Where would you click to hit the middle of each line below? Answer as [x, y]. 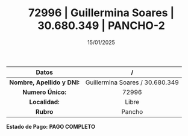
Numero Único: [45, 92]
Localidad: [45, 102]
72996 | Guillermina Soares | [101, 13]
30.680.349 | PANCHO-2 [101, 26]
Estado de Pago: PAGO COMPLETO [51, 126]
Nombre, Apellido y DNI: [45, 82]
